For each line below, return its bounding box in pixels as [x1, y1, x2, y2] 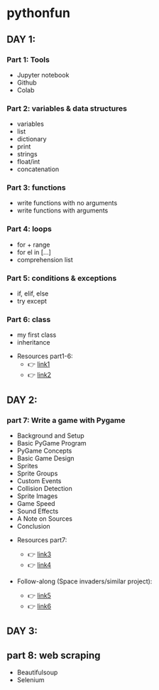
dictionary [16, 135, 47, 144]
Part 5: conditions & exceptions [6, 273, 117, 283]
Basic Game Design [16, 454, 75, 463]
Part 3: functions [6, 183, 66, 193]
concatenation [16, 165, 60, 173]
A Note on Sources [16, 514, 72, 523]
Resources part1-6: [16, 352, 73, 360]
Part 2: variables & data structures [6, 103, 127, 113]
